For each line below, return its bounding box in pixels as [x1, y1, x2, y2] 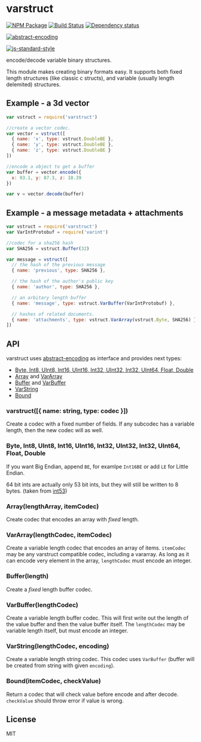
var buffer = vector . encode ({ [6, 169, 82, 175]
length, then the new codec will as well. [6, 427, 103, 434]
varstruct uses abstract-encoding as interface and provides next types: [6, 355, 182, 362]
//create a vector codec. [6, 125, 71, 131]
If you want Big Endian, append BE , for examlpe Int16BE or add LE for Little [6, 463, 188, 470]
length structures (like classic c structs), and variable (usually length [6, 74, 175, 82]
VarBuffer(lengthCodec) [6, 601, 79, 609]
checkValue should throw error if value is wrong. [6, 697, 124, 704]
